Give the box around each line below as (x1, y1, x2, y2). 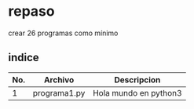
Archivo (43, 74, 75, 85)
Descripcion (114, 74, 161, 85)
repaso (8, 2, 55, 20)
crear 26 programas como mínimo (8, 28, 119, 38)
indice (8, 51, 39, 64)
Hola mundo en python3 (93, 87, 182, 98)
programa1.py (32, 87, 86, 98)
